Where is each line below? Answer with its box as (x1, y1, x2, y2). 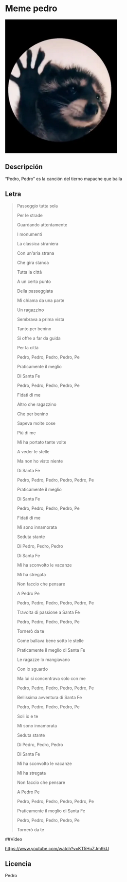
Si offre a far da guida (17, 335, 61, 341)
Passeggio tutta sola (17, 203, 58, 209)
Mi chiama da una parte (17, 297, 65, 303)
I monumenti (17, 231, 42, 237)
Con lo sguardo (17, 666, 48, 672)
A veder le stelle (17, 448, 50, 454)
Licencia (5, 860, 32, 868)
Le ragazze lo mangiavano (17, 657, 70, 662)
